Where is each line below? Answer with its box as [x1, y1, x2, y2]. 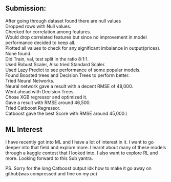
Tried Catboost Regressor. [5, 105, 61, 111]
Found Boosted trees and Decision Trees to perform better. [5, 72, 130, 78]
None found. [5, 50, 32, 56]
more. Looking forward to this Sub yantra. [5, 155, 93, 161]
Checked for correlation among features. [5, 28, 91, 35]
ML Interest [5, 125, 42, 134]
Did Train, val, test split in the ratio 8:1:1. [5, 56, 89, 62]
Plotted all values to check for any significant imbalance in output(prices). [5, 45, 161, 51]
